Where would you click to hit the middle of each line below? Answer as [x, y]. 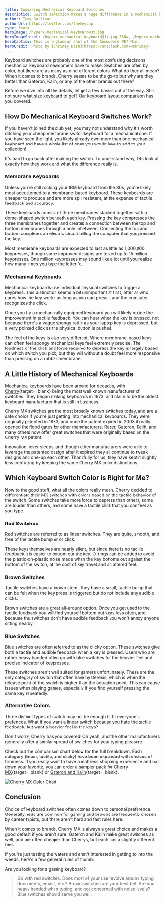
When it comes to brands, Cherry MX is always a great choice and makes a [81, 829]
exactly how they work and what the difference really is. [62, 164]
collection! [15, 149]
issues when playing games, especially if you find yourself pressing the [77, 688]
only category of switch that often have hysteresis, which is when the [75, 677]
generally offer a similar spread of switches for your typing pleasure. [74, 742]
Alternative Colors [27, 706]
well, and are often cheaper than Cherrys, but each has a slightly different [80, 839]
